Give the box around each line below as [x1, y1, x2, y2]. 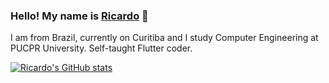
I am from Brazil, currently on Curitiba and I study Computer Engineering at [10, 32, 319, 44]
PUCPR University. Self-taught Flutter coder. [10, 42, 193, 54]
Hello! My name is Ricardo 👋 [10, 9, 149, 23]
